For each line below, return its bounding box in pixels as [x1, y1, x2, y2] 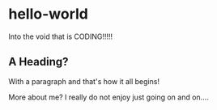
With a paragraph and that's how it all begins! [8, 76, 160, 86]
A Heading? [8, 55, 69, 69]
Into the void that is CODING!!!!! [8, 32, 113, 41]
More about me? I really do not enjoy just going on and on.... [8, 92, 209, 102]
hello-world [8, 5, 89, 23]
